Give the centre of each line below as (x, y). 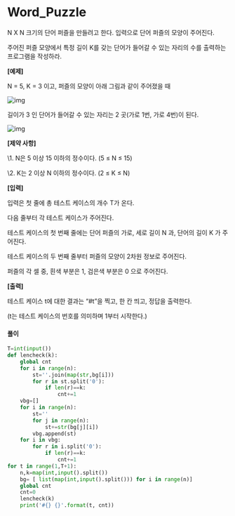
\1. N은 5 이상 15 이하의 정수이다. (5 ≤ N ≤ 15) (70, 158)
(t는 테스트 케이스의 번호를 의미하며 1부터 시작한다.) (77, 316)
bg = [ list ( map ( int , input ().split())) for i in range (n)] (106, 479)
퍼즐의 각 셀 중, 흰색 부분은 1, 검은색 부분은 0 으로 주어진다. (88, 271)
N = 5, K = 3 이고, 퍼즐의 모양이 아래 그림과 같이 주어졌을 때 (89, 86)
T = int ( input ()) (29, 349)
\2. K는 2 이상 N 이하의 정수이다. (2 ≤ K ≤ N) (69, 173)
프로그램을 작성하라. (34, 56)
